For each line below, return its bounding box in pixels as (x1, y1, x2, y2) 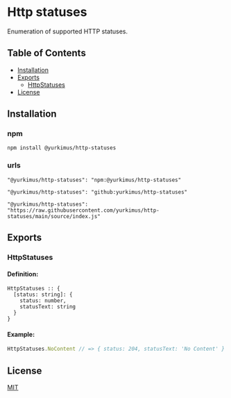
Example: (7, 330, 35, 338)
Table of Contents (7, 47, 87, 59)
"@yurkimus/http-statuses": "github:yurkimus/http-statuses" (7, 188, 188, 195)
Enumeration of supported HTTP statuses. (7, 27, 128, 35)
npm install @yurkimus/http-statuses (7, 144, 117, 151)
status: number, (19, 297, 67, 304)
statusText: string (19, 304, 76, 310)
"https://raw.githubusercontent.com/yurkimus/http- (7, 206, 160, 214)
